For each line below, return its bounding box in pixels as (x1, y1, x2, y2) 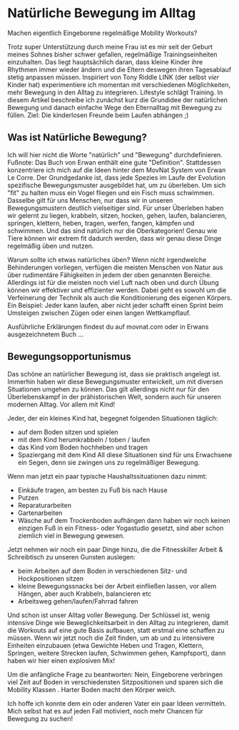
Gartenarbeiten (17, 509, 63, 517)
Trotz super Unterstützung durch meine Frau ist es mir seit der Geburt (7, 42, 213, 51)
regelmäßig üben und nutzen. (7, 241, 94, 250)
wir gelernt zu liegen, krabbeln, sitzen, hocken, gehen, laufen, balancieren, (7, 211, 227, 219)
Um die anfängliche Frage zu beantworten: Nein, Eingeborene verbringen (7, 670, 223, 679)
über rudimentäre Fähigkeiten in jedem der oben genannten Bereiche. (7, 270, 212, 279)
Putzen (17, 493, 39, 501)
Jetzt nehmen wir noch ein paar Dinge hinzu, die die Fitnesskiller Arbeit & (7, 545, 223, 554)
